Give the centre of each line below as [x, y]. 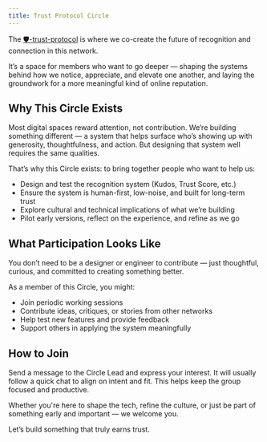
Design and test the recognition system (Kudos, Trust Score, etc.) [128, 185]
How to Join [39, 353]
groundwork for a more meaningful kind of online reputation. [108, 83]
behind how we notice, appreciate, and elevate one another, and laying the [131, 75]
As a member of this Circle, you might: [72, 287]
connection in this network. [53, 51]
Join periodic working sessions [71, 302]
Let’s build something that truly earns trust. [79, 429]
